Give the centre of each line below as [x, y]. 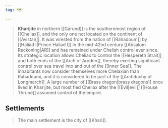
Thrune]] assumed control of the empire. [60, 92]
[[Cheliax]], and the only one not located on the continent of [80, 34]
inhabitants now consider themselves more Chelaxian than [78, 71]
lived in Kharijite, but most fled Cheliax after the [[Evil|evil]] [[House [88, 87]
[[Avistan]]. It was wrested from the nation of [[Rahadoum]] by [82, 39]
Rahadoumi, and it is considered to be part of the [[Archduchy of [85, 76]
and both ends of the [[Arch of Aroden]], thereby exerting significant [89, 60]
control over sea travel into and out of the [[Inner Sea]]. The [80, 66]
